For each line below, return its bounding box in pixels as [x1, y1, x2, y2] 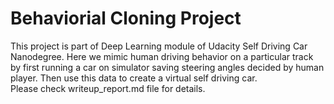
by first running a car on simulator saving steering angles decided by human [10, 61, 325, 73]
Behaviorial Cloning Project [10, 7, 242, 30]
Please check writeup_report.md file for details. [10, 82, 206, 94]
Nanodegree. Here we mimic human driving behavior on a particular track [10, 50, 314, 62]
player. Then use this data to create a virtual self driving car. [10, 72, 258, 84]
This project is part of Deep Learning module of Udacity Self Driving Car [10, 40, 308, 52]
